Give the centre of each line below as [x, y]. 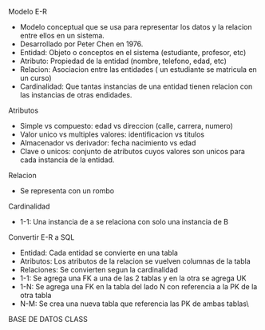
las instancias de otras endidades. [76, 95]
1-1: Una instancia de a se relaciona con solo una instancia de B [124, 222]
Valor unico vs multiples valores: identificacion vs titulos [112, 134]
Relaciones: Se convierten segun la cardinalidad [99, 270]
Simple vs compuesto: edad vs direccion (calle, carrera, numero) [127, 126]
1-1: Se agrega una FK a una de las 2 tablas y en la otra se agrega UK [133, 278]
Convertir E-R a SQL [42, 237]
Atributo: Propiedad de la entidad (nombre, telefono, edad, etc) [123, 61]
